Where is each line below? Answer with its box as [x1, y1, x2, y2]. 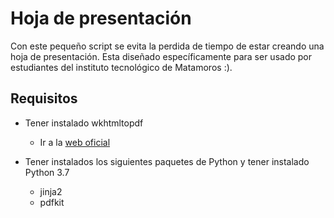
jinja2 [39, 185, 63, 197]
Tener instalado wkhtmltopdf [24, 117, 144, 129]
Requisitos [10, 90, 78, 107]
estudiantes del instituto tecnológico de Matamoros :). [10, 61, 233, 73]
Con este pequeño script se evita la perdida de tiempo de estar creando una [10, 40, 325, 52]
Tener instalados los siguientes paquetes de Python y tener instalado [24, 155, 310, 167]
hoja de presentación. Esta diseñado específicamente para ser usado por [10, 50, 313, 62]
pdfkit [39, 196, 65, 208]
